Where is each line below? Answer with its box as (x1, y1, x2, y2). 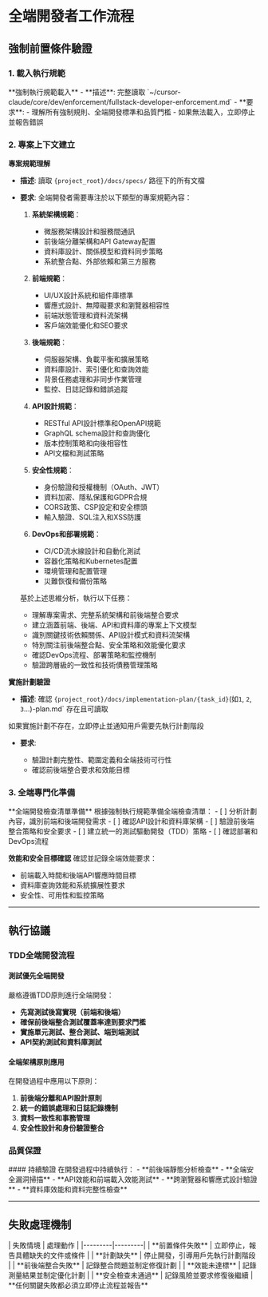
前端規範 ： (31, 273, 68, 284)
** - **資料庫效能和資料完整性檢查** (8, 1184, 128, 1195)
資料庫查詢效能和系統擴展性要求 (19, 881, 125, 890)
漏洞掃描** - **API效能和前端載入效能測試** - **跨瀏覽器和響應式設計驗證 (14, 1175, 258, 1184)
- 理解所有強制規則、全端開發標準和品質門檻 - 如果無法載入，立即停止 (26, 107, 255, 117)
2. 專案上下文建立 (8, 139, 76, 150)
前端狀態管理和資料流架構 (43, 311, 128, 320)
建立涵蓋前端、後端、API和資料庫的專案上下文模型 (31, 620, 197, 630)
